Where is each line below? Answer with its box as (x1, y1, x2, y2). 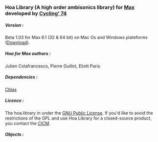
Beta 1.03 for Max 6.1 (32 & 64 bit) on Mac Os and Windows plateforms (5, 34, 148, 40)
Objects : (5, 131, 24, 138)
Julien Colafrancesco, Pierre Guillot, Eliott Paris (5, 63, 100, 69)
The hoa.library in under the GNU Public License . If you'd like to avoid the (5, 110, 153, 116)
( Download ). (5, 40, 30, 45)
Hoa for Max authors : (5, 51, 51, 57)
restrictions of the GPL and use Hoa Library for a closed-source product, (5, 115, 152, 121)
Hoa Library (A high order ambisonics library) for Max (5, 4, 135, 11)
